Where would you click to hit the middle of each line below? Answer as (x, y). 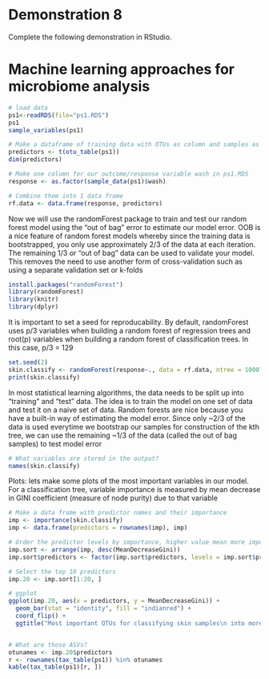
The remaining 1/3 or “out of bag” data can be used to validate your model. (131, 253)
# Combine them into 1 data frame (66, 196)
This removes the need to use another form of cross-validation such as (125, 261)
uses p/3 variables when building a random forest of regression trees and (129, 331)
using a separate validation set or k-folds (76, 269)
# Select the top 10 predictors (62, 572)
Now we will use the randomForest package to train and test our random (128, 219)
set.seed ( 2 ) (28, 362)
